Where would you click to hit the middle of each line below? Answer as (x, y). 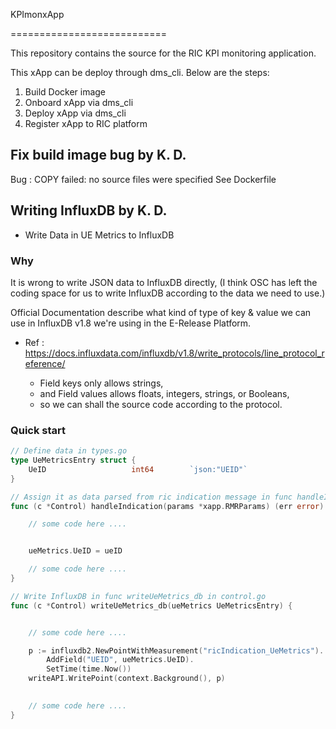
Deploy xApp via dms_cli (75, 113)
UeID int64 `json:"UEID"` (138, 469)
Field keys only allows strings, (101, 383)
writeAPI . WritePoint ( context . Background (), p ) (127, 679)
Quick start (38, 430)
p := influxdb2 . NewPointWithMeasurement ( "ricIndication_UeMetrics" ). (176, 650)
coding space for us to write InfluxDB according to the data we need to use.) (168, 293)
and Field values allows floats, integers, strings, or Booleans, (164, 393)
